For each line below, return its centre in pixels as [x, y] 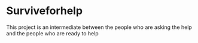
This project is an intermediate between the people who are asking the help [99, 27]
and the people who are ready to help [52, 33]
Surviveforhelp [44, 11]
